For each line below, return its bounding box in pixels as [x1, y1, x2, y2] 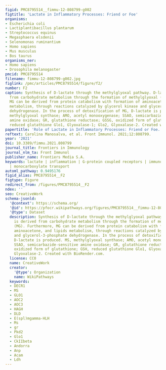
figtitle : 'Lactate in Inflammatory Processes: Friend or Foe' [5, 12, 138, 17]
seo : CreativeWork [5, 191, 43, 196]
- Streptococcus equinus [5, 30, 56, 35]
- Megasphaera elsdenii [5, 35, 54, 40]
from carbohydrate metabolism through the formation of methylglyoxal [9, 95, 158, 100]
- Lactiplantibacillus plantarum [5, 26, 74, 31]
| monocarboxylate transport [9, 164, 70, 169]
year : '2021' [5, 136, 32, 141]
